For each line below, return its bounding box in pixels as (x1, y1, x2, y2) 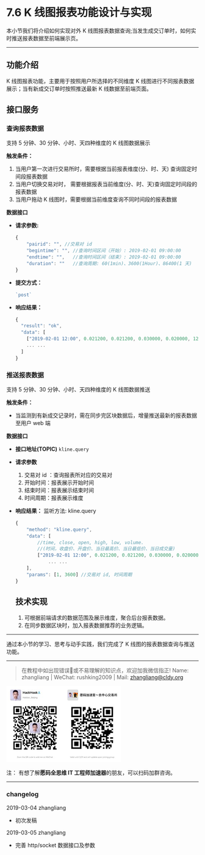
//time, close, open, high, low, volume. (37, 539, 145, 545)
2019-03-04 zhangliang (6, 804, 67, 811)
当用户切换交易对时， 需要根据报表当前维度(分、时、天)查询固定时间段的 (15, 181, 197, 188)
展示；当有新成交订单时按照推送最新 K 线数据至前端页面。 (6, 85, 153, 92)
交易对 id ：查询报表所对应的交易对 (24, 471, 113, 478)
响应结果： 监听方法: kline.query (15, 507, 96, 514)
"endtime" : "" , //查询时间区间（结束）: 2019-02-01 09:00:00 (26, 254, 181, 260)
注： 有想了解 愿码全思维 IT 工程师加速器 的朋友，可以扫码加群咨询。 (6, 769, 176, 776)
